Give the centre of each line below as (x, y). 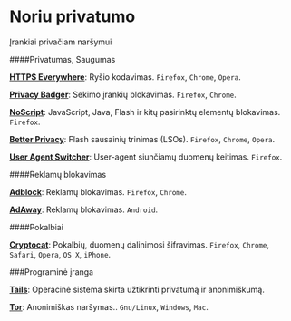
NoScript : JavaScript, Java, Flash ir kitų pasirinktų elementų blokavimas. (145, 112)
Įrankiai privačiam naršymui (61, 42)
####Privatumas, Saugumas (63, 59)
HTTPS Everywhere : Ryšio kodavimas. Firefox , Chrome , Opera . (126, 77)
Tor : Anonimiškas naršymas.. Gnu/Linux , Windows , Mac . (109, 306)
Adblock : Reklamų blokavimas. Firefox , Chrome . (98, 191)
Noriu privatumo (73, 17)
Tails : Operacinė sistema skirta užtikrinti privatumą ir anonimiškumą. (137, 289)
